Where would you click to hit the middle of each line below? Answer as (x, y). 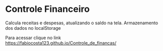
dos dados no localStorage (33, 28)
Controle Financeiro (48, 9)
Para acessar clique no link (33, 38)
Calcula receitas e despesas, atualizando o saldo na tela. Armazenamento (82, 23)
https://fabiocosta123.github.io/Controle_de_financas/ (61, 43)
